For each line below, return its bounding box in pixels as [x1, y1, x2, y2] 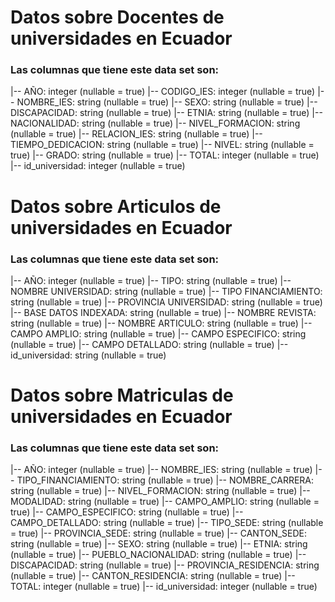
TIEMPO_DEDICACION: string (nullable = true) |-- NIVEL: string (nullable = [10, 139, 315, 151]
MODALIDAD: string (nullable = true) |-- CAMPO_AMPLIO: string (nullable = [10, 496, 320, 508]
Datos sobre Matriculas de [10, 384, 234, 407]
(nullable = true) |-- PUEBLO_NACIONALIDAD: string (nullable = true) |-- [10, 549, 307, 561]
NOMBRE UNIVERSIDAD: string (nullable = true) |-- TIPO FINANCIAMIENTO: [10, 285, 323, 297]
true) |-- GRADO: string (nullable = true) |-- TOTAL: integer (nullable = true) [10, 149, 320, 161]
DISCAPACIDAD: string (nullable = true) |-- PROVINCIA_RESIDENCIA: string [10, 559, 320, 571]
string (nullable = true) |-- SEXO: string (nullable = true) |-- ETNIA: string [10, 538, 308, 550]
